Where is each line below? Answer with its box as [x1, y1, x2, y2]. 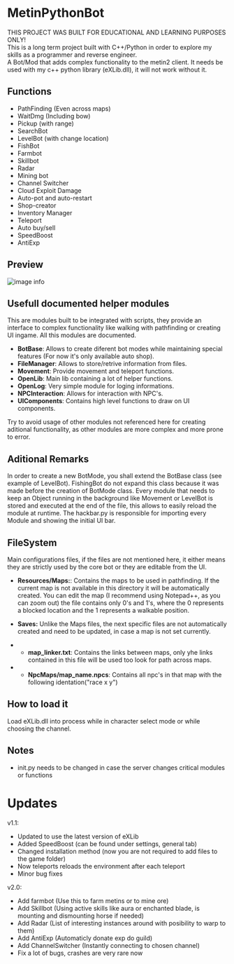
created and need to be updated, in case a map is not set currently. [17, 627, 211, 635]
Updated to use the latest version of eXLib [17, 832, 139, 841]
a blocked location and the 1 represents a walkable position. [17, 606, 190, 614]
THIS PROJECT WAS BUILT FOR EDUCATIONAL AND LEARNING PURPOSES [7, 28, 226, 36]
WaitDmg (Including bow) [17, 111, 91, 120]
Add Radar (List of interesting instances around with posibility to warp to [17, 918, 226, 927]
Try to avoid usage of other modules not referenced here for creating [7, 418, 206, 426]
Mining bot [17, 171, 49, 179]
